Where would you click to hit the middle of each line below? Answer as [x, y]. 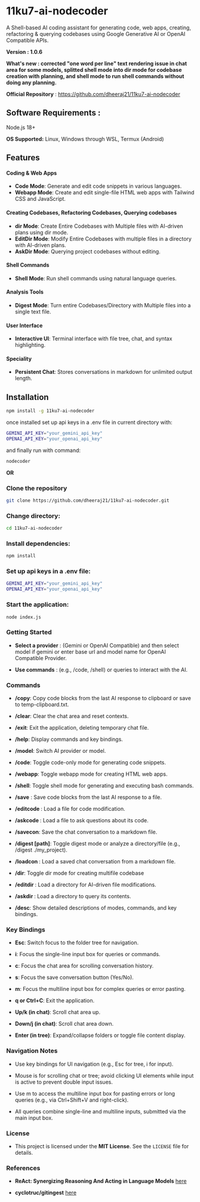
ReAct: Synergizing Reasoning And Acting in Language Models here [101, 1181]
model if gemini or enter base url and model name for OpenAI [90, 652]
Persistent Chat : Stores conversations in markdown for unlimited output [104, 372]
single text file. [33, 312]
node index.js [24, 617]
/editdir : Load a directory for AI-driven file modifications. [85, 884]
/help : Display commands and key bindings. [69, 739]
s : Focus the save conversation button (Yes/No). [74, 977]
